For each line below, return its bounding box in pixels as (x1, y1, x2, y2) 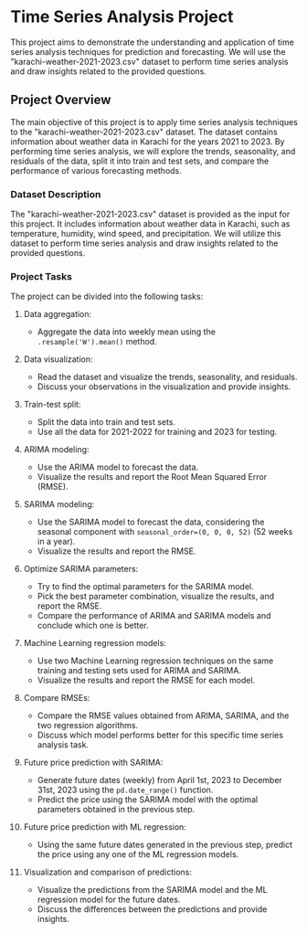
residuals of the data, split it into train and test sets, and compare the (10, 155, 270, 166)
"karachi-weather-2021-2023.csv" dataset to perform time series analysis (10, 56, 289, 67)
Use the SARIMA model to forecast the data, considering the (37, 516, 265, 527)
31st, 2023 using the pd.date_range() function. (37, 784, 214, 796)
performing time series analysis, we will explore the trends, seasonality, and (10, 145, 296, 156)
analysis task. (37, 739, 90, 750)
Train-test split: (23, 399, 81, 410)
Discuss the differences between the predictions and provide (37, 904, 268, 915)
